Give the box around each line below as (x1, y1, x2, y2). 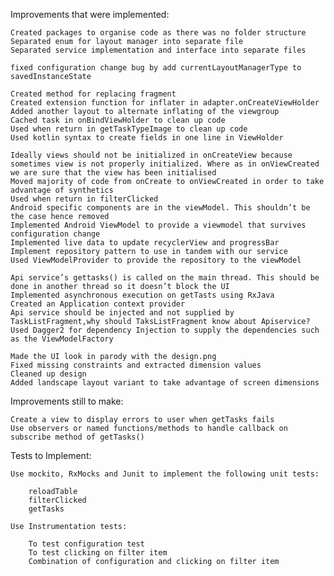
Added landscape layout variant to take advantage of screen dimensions (10, 378, 320, 388)
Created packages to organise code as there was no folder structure (10, 28, 307, 38)
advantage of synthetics (10, 185, 114, 195)
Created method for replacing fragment (10, 89, 177, 99)
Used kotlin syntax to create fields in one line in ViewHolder (10, 133, 284, 143)
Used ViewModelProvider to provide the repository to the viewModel (10, 255, 302, 265)
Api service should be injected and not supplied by (10, 308, 235, 318)
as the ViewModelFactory (10, 334, 114, 344)
